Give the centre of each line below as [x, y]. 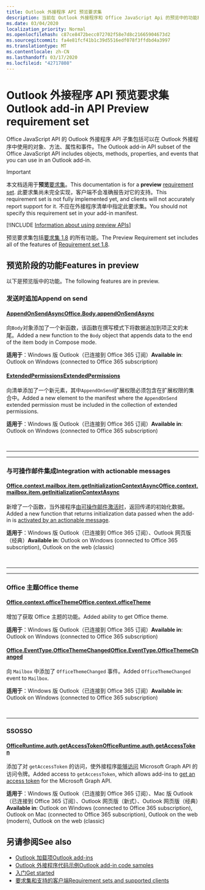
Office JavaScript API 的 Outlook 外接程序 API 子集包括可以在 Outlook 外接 [100, 139]
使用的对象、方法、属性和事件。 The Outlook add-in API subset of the [104, 147]
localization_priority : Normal [46, 29]
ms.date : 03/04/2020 [33, 23]
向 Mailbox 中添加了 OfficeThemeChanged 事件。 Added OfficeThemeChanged [99, 671]
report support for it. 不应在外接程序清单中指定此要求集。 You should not [97, 206]
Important [19, 172]
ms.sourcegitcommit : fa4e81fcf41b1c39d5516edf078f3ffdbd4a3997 [88, 40]
